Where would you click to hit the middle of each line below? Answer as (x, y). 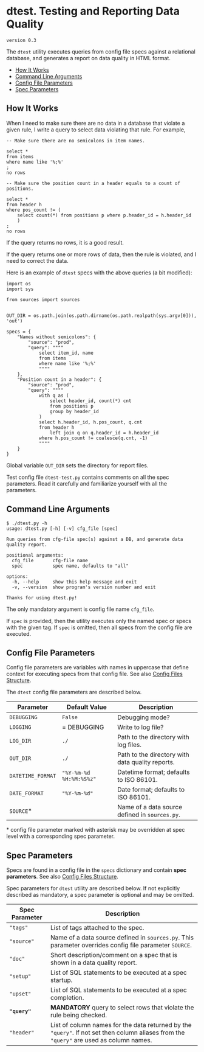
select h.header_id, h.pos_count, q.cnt (90, 422)
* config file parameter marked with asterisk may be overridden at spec (96, 830)
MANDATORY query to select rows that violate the (122, 1008)
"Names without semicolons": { (57, 337)
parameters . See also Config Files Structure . (62, 877)
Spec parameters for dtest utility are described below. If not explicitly (93, 888)
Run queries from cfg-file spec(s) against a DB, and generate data (95, 539)
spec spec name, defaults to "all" (70, 566)
